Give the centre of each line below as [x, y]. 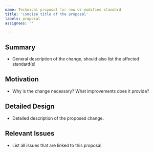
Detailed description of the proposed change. [58, 118]
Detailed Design [30, 106]
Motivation [22, 79]
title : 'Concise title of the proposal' [47, 14]
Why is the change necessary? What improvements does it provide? [81, 91]
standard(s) [24, 64]
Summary [20, 47]
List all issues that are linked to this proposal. [57, 145]
